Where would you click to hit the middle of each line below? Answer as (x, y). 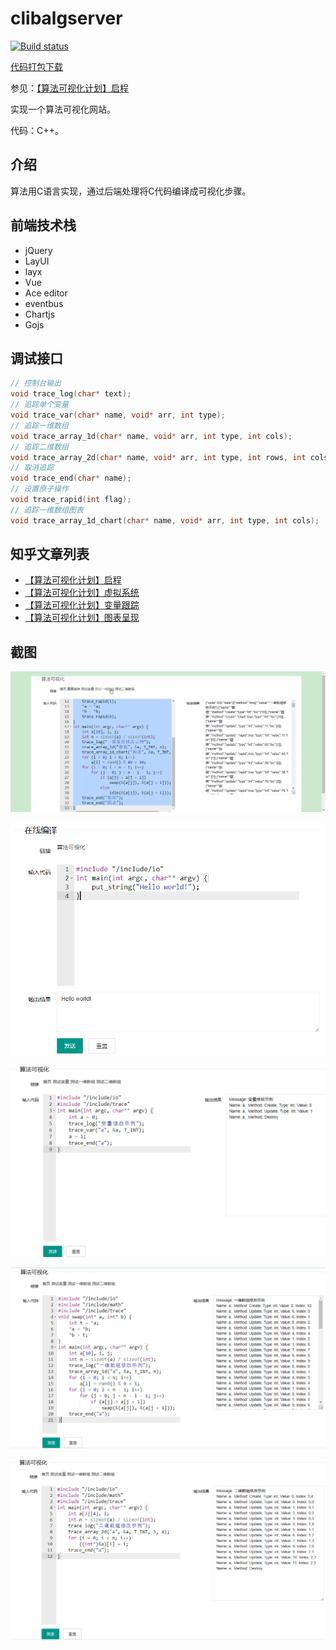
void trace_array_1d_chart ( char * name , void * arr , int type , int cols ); (165, 520)
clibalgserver (66, 18)
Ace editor (46, 293)
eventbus (44, 303)
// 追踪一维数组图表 (47, 510)
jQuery (38, 250)
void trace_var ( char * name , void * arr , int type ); (118, 415)
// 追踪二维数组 (39, 447)
